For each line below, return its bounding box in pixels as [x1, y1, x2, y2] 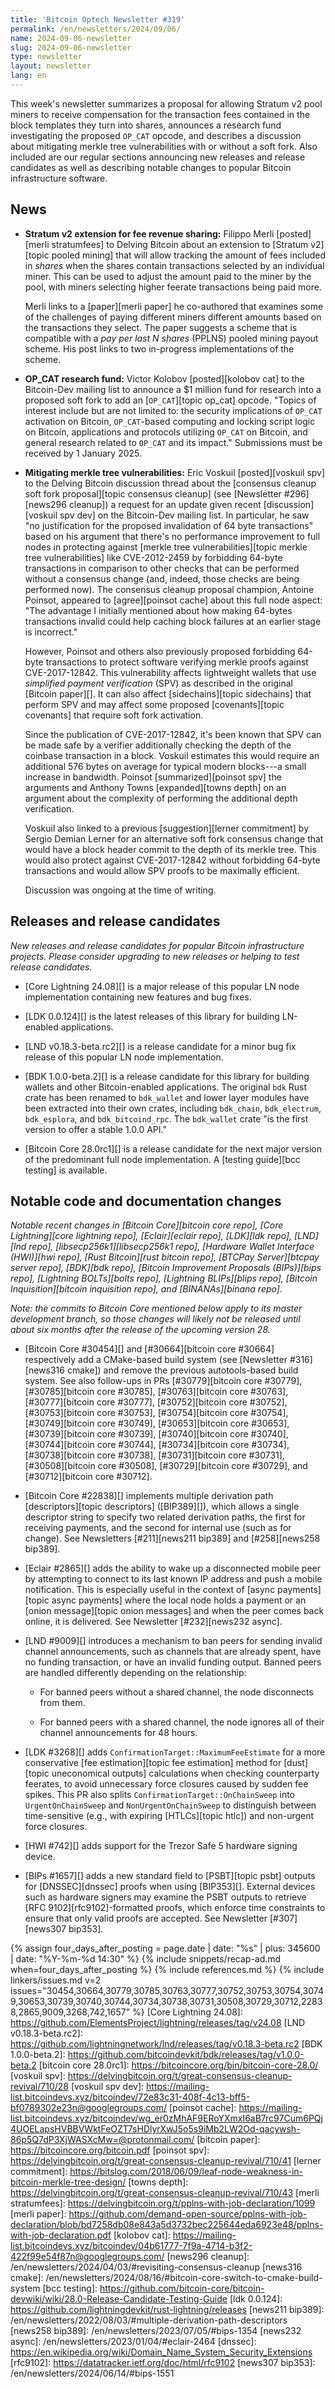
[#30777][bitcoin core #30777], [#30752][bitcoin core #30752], [24, 1396, 288, 1408]
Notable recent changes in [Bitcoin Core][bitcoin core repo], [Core [10, 1219, 284, 1231]
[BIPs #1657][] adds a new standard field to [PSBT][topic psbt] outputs [24, 1870, 316, 1882]
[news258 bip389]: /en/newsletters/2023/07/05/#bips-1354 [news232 [10, 2325, 302, 2337]
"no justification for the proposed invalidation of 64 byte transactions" [24, 519, 314, 531]
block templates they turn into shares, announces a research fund [10, 119, 282, 131]
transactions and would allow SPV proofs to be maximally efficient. [24, 864, 300, 876]
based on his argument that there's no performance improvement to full [24, 530, 321, 542]
